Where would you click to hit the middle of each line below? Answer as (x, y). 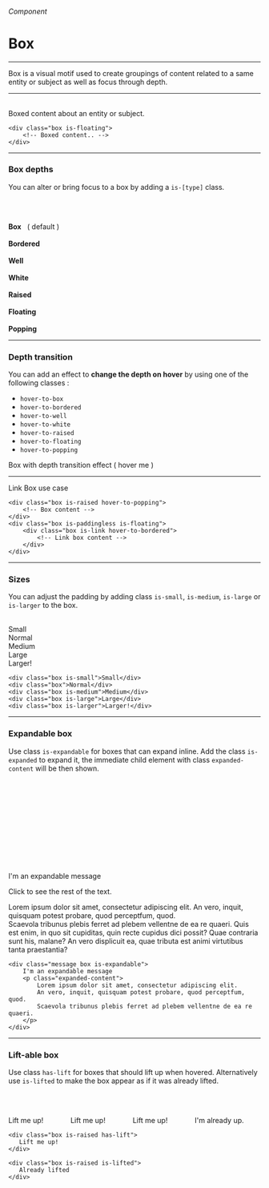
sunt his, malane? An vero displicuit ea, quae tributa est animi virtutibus (126, 940)
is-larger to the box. (43, 606)
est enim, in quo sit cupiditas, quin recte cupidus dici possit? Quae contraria (133, 932)
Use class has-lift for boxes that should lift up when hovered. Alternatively (133, 1073)
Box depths (31, 170)
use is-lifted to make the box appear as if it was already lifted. (113, 1081)
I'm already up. (219, 1121)
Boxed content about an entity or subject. (77, 113)
